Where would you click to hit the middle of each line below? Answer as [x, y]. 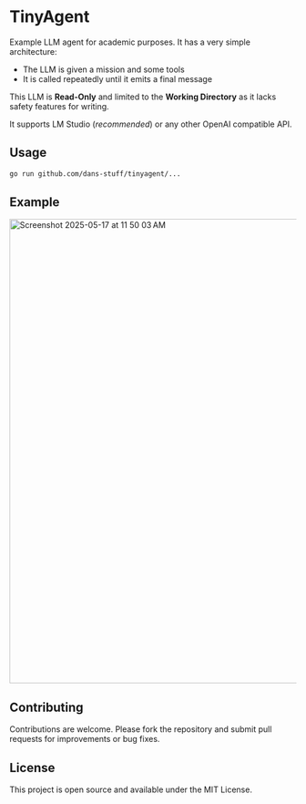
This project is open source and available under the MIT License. [131, 789]
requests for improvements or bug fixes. [85, 739]
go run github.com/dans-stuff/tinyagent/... [95, 174]
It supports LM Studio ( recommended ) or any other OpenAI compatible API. [151, 124]
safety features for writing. [59, 106]
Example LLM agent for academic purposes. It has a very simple [130, 42]
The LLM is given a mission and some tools [103, 69]
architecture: [33, 51]
